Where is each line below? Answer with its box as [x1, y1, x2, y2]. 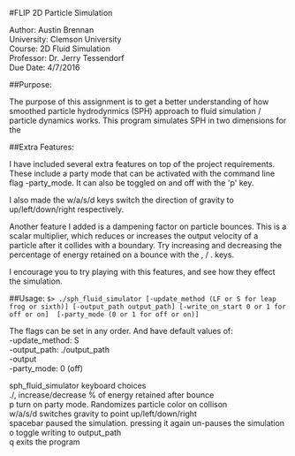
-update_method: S [9, 335, 79, 346]
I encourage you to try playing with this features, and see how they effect [9, 267, 276, 277]
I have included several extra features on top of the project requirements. [9, 159, 276, 169]
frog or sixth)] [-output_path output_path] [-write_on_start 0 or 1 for [9, 302, 287, 311]
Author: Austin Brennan [9, 25, 95, 34]
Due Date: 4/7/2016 [9, 62, 80, 72]
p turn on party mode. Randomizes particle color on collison [9, 399, 228, 409]
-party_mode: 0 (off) [9, 363, 84, 374]
